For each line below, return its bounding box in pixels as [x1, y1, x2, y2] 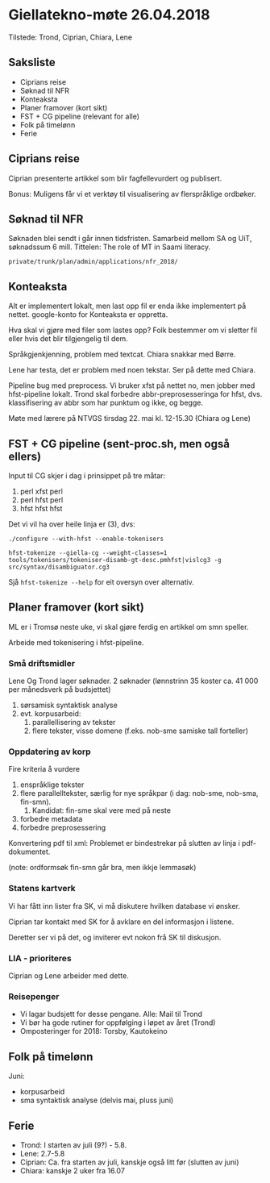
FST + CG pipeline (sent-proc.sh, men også [8, 437, 230, 451]
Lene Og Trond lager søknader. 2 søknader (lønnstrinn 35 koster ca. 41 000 [8, 676, 259, 686]
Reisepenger [8, 990, 60, 1002]
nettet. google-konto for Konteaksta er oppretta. [8, 310, 168, 319]
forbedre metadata [19, 814, 83, 824]
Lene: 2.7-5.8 [19, 1148, 65, 1158]
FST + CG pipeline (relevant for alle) [19, 111, 139, 121]
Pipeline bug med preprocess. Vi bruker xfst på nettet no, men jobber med [8, 381, 255, 390]
